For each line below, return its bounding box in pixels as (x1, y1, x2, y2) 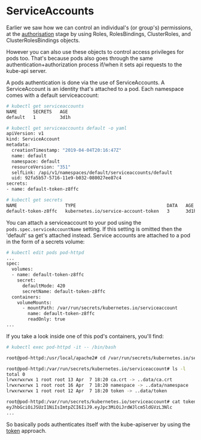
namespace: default (11, 158, 60, 164)
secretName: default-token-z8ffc (22, 288, 106, 294)
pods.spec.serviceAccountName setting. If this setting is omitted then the (6, 225, 182, 233)
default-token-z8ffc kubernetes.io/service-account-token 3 (6, 208, 170, 214)
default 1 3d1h (6, 114, 71, 120)
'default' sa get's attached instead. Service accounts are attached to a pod (6, 231, 190, 239)
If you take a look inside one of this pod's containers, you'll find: (6, 332, 164, 340)
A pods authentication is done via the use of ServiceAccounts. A (6, 79, 165, 86)
